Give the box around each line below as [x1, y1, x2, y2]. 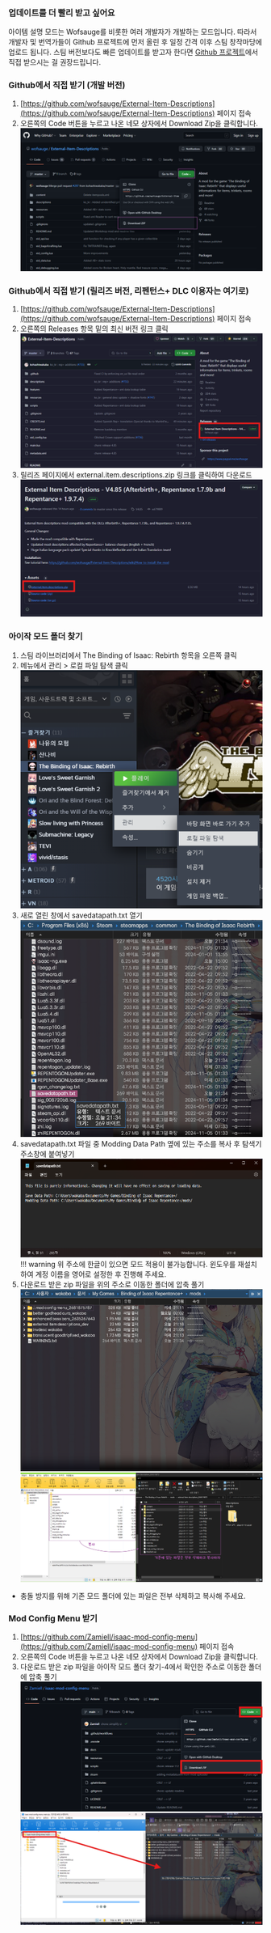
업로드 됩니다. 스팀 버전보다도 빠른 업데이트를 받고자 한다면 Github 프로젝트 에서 [8, 47, 259, 57]
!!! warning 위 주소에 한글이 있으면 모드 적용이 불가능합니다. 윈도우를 [19, 1260, 236, 1270]
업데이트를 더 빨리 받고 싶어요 [8, 6, 115, 18]
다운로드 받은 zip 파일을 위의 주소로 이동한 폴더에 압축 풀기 [19, 1280, 205, 1290]
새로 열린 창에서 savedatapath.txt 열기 [19, 910, 143, 920]
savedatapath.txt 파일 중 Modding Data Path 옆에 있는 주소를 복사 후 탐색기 [19, 1138, 262, 1148]
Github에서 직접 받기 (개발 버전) [8, 79, 126, 91]
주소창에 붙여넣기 [19, 1149, 75, 1159]
